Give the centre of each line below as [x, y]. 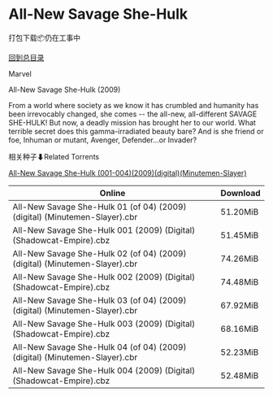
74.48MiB [240, 281]
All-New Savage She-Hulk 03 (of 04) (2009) [100, 300]
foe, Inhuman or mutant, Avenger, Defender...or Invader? [103, 140]
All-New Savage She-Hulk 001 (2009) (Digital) [104, 230]
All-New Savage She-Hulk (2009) [65, 89]
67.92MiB [240, 305]
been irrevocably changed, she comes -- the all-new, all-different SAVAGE [133, 114]
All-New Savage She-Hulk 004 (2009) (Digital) [104, 370]
